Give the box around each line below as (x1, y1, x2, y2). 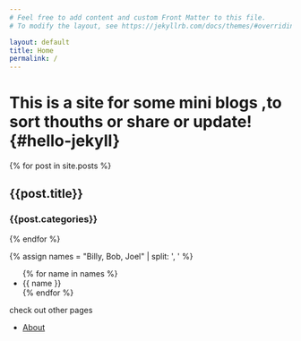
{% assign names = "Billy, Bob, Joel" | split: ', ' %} (9, 251, 193, 261)
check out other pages (9, 304, 93, 315)
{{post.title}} (9, 186, 83, 201)
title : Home (9, 46, 54, 55)
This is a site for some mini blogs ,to (9, 93, 282, 113)
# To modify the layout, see (9, 21, 118, 30)
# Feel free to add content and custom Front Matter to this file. (9, 13, 267, 22)
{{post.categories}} (9, 213, 99, 226)
